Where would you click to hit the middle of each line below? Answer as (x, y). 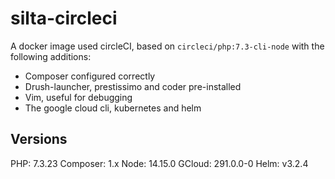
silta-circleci (64, 18)
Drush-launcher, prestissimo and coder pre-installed (133, 86)
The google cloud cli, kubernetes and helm (113, 108)
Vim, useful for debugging (78, 97)
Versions (39, 139)
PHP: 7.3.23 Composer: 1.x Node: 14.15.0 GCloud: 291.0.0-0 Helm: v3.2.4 (159, 163)
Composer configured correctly (90, 76)
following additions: (51, 56)
